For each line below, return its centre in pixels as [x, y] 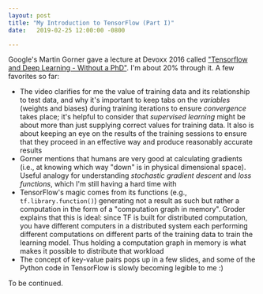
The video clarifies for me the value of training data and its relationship [135, 92]
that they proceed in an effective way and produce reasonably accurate [136, 142]
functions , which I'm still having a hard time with [98, 184]
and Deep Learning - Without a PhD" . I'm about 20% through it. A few [121, 68]
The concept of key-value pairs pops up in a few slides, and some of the [137, 260]
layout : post [30, 15]
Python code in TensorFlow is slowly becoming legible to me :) [121, 268]
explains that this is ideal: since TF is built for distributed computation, [133, 217]
